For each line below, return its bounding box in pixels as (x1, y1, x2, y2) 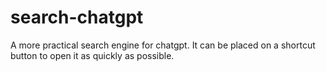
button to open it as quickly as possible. (10, 49, 175, 61)
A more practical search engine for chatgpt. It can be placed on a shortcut (10, 39, 316, 51)
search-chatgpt (10, 6, 144, 29)
